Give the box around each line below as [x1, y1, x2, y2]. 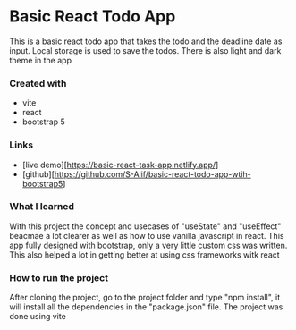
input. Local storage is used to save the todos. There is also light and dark [9, 45, 282, 55]
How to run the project [9, 271, 109, 283]
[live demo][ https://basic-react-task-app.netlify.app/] [21, 159, 219, 170]
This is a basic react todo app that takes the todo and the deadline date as [9, 36, 283, 47]
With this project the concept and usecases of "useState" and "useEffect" [9, 221, 282, 232]
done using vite [9, 311, 67, 322]
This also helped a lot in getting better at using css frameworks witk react [9, 249, 280, 260]
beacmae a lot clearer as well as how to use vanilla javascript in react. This [9, 230, 284, 241]
